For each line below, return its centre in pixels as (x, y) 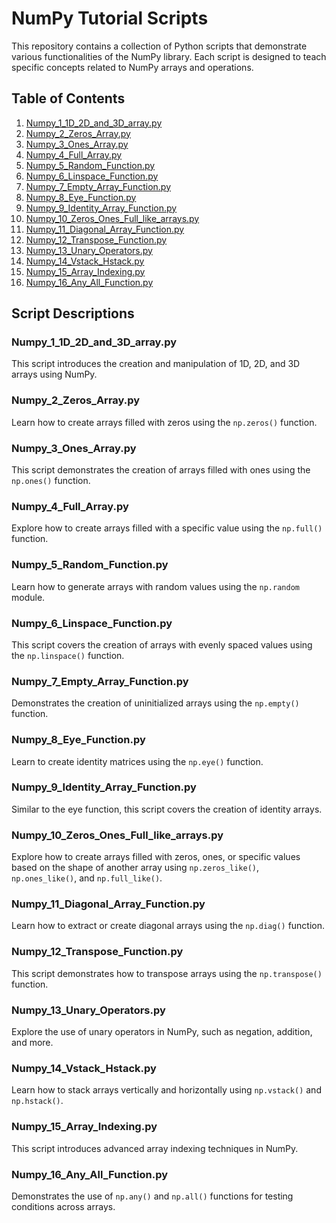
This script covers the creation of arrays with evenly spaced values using (162, 644)
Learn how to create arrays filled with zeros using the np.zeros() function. (164, 422)
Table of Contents (68, 98)
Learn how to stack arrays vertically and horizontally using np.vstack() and (166, 1090)
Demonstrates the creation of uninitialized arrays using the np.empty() (155, 703)
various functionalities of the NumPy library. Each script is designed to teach (169, 56)
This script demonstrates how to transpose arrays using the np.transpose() (167, 973)
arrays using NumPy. (54, 374)
